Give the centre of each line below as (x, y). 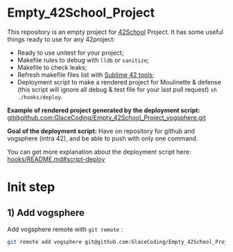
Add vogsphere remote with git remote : (65, 229)
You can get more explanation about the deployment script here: (99, 152)
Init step (31, 187)
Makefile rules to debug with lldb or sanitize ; (83, 60)
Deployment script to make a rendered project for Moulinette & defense (119, 82)
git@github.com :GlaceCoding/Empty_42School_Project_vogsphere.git (106, 117)
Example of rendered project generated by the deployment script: (104, 110)
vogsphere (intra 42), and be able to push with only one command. (103, 138)
